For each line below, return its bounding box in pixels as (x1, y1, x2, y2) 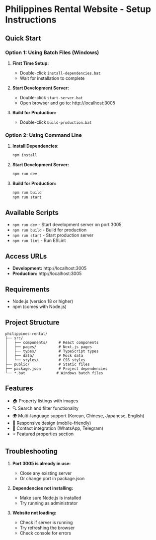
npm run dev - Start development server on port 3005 (12, 222, 122, 228)
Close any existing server (19, 470, 72, 476)
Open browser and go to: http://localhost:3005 (19, 100, 116, 106)
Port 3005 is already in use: (12, 460, 71, 466)
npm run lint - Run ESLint (12, 238, 66, 244)
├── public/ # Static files (5, 362, 90, 367)
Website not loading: (12, 510, 57, 516)
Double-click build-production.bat (19, 119, 92, 125)
